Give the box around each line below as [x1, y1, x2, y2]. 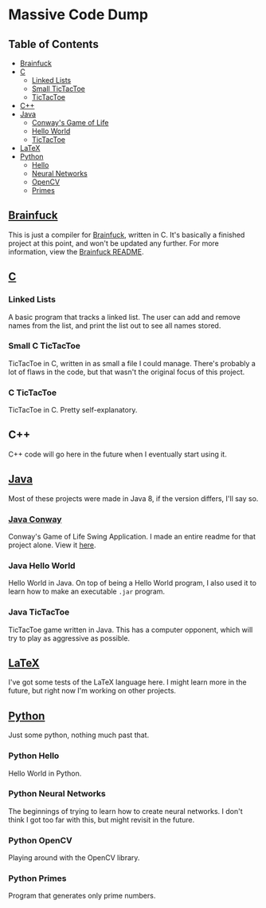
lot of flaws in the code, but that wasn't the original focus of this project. [8, 367, 245, 377]
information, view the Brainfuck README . [8, 247, 144, 256]
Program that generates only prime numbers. [8, 891, 156, 901]
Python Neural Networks [8, 788, 106, 799]
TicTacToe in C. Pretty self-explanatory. [8, 405, 138, 415]
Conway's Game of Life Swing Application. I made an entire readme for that [8, 532, 256, 542]
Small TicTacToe [31, 84, 86, 93]
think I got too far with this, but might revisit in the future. [8, 815, 195, 824]
